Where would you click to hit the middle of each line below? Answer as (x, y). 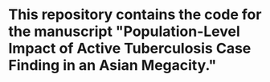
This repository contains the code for (135, 15)
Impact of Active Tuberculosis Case (130, 49)
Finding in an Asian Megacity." (112, 66)
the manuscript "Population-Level (125, 31)
